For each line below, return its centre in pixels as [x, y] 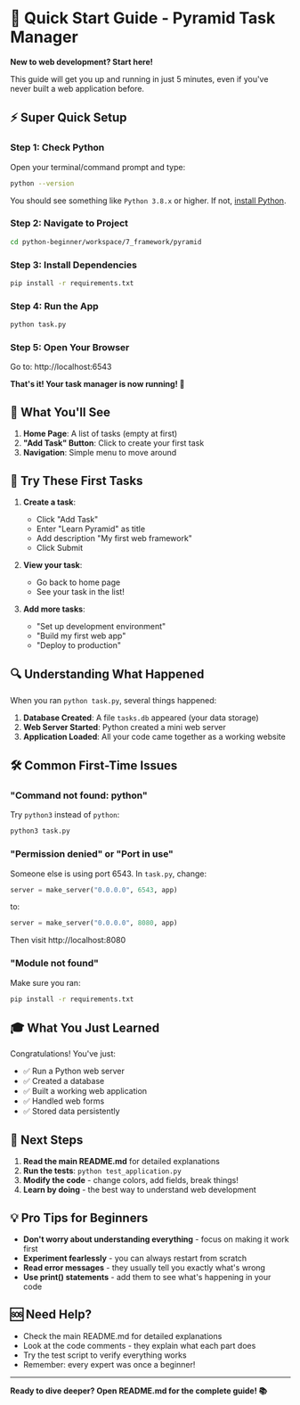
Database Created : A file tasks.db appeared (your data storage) [141, 718]
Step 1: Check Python [57, 148]
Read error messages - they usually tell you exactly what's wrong [144, 1267]
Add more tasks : [54, 609]
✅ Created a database [64, 1081]
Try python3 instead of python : [65, 815]
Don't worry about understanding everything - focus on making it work [156, 1239]
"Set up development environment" [101, 626]
